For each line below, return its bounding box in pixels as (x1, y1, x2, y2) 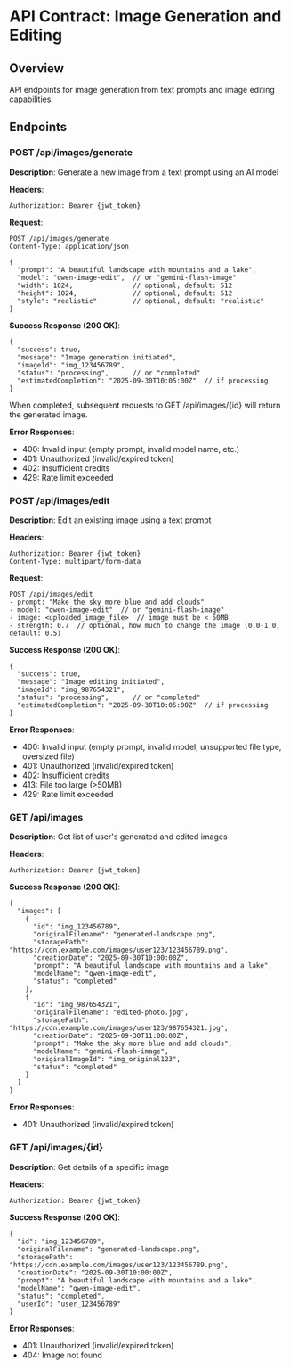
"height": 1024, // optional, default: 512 (17, 288, 233, 298)
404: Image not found (21, 1349, 102, 1360)
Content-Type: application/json (9, 242, 129, 251)
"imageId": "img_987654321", (17, 685, 125, 694)
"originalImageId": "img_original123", (32, 1055, 181, 1064)
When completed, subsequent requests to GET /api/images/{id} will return (9, 400, 281, 410)
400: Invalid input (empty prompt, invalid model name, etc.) (21, 443, 240, 454)
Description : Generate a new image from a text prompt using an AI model (9, 167, 279, 177)
